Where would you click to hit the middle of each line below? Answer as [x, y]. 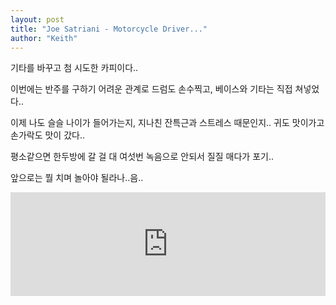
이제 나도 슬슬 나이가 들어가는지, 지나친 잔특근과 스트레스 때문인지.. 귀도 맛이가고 [167, 123]
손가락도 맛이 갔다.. [47, 135]
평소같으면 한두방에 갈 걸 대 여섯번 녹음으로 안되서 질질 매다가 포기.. [142, 157]
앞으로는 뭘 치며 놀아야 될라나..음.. [77, 178]
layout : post [37, 19]
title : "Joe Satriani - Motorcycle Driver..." [109, 29]
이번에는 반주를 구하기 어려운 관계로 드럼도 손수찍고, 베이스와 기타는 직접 [151, 89]
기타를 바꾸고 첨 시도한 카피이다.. [74, 68]
